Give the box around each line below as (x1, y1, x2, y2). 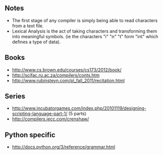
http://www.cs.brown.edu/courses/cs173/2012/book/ (12, 66, 122, 72)
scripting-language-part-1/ (12, 111, 67, 117)
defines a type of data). (12, 39, 61, 45)
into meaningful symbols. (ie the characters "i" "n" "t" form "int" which (12, 33, 158, 39)
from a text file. (12, 23, 44, 29)
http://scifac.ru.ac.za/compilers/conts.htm (12, 72, 100, 78)
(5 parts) (68, 111, 87, 117)
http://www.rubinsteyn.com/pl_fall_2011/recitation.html (12, 77, 125, 84)
